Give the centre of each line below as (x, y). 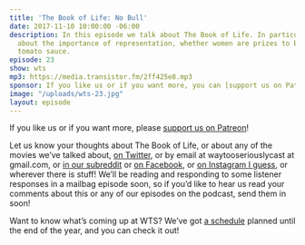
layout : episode (40, 102)
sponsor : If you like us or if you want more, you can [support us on (146, 85)
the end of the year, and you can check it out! (94, 230)
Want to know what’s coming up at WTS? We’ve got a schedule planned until (152, 221)
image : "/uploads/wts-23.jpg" (67, 93)
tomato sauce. (44, 52)
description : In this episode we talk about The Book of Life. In (138, 34)
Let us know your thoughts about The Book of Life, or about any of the (141, 145)
